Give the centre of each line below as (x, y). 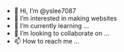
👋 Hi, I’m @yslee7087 (45, 11)
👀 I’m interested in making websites (66, 18)
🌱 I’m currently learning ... (51, 26)
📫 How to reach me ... (46, 41)
